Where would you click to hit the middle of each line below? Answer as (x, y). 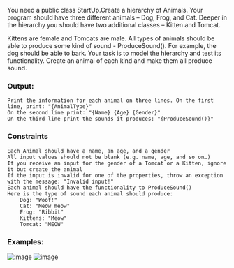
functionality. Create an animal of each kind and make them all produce (110, 61)
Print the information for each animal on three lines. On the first (111, 100)
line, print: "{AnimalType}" (50, 107)
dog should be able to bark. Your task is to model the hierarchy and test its (115, 53)
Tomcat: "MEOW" (42, 224)
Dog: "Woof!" (39, 200)
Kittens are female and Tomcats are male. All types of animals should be (111, 38)
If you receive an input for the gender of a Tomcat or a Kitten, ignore (117, 163)
